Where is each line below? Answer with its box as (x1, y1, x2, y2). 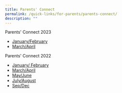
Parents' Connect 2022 (5, 53, 52, 59)
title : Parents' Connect (5, 7, 55, 12)
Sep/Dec (12, 83, 30, 89)
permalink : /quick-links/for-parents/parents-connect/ (5, 12, 118, 16)
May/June (12, 73, 32, 79)
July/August (12, 78, 36, 83)
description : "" (5, 16, 38, 21)
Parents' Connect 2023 (5, 29, 52, 35)
